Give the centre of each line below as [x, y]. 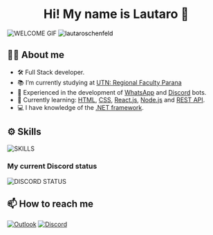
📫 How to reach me [50, 204]
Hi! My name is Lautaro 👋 [116, 14]
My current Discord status [52, 167]
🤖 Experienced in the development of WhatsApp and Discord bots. [112, 92]
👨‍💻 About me [36, 55]
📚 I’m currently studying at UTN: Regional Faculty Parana [99, 82]
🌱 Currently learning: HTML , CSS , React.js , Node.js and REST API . [111, 100]
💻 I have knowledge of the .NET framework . [80, 107]
